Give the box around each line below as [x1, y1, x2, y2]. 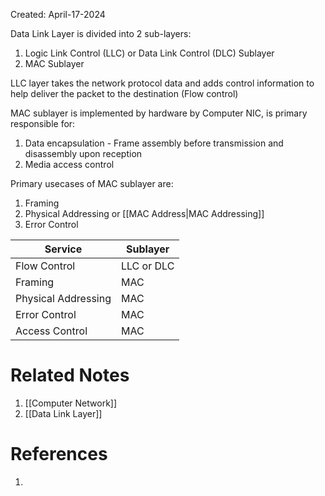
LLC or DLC [120, 259, 175, 273]
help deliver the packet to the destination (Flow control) [10, 88, 239, 99]
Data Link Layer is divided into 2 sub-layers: [10, 28, 192, 39]
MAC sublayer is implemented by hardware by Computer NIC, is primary [10, 107, 308, 119]
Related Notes [10, 364, 130, 387]
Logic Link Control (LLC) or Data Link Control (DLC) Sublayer [24, 47, 275, 59]
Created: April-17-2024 [10, 9, 106, 20]
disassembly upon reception [24, 148, 143, 159]
